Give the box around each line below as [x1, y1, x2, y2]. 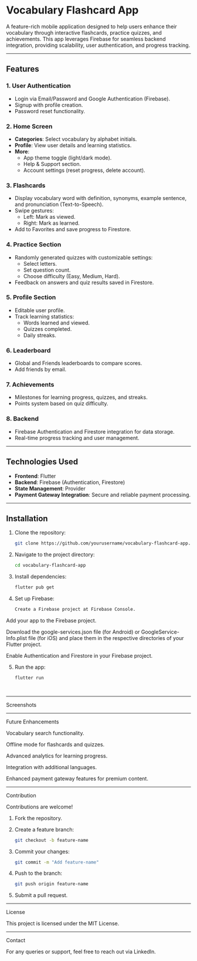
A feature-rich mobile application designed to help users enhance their [6, 23, 177, 30]
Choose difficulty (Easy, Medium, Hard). [23, 272, 120, 279]
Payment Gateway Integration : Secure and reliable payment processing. [14, 491, 191, 498]
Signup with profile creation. [14, 101, 83, 109]
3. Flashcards [6, 181, 46, 190]
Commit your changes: [14, 848, 70, 855]
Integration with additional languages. [6, 763, 97, 770]
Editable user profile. [14, 306, 65, 314]
